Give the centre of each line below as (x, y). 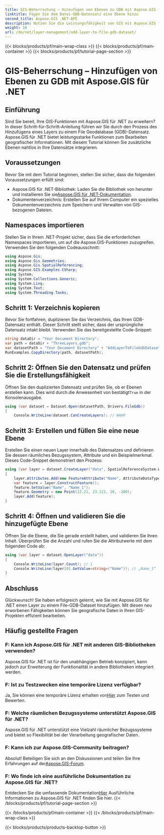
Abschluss (22, 588)
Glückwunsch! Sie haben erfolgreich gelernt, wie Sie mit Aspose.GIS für (77, 600)
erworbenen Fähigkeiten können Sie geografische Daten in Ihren (70, 611)
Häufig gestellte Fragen (41, 631)
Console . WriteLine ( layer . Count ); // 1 (53, 564)
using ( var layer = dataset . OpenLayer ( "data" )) (54, 555)
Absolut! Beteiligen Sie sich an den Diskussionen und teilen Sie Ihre (73, 758)
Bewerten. (15, 700)
